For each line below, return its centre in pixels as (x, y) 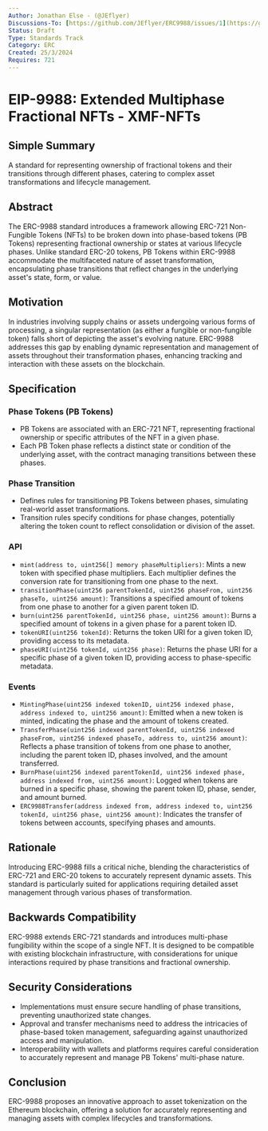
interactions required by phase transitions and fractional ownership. (120, 962)
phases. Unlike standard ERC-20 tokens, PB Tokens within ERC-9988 (122, 251)
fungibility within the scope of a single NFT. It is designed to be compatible (131, 945)
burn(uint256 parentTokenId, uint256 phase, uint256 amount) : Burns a (138, 615)
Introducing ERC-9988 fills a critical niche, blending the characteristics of (129, 867)
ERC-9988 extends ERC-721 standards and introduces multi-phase (118, 936)
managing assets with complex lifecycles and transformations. (111, 1118)
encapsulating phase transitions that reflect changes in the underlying (123, 269)
